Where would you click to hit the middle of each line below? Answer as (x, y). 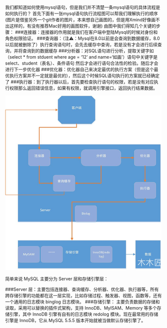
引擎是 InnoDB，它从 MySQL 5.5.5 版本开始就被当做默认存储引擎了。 (75, 321)
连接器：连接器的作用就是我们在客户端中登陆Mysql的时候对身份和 (90, 32)
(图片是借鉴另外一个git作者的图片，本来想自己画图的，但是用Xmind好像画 (80, 20)
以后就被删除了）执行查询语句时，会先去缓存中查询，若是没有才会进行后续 (81, 44)
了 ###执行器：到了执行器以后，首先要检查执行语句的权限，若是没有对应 (80, 82)
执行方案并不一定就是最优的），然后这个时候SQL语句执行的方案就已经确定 (84, 76)
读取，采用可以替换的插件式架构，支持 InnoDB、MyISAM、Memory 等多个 (81, 308)
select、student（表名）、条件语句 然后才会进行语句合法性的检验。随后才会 (82, 63)
